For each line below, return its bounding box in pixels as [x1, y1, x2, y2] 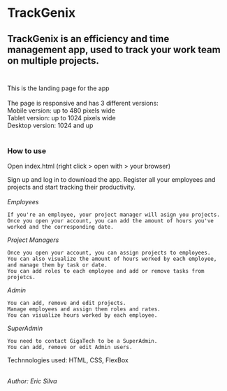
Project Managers [7, 236, 59, 244]
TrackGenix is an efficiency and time [7, 33, 170, 45]
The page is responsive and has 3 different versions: [7, 99, 159, 107]
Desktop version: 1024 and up [7, 121, 94, 129]
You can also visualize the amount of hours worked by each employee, [7, 255, 217, 263]
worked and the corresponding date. [7, 224, 114, 231]
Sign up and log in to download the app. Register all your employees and [7, 176, 216, 184]
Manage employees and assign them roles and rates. [7, 306, 161, 313]
